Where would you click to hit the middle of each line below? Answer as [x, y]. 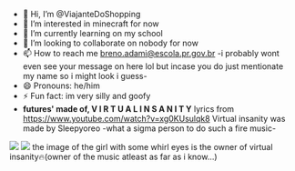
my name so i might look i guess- [85, 76]
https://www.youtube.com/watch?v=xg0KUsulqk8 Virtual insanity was [154, 119]
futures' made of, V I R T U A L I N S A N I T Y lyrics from [128, 109]
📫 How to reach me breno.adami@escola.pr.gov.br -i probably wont [151, 53]
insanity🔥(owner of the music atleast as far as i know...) [113, 156]
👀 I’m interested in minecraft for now [91, 24]
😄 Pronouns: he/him [61, 85]
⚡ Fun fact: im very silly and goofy [86, 96]
